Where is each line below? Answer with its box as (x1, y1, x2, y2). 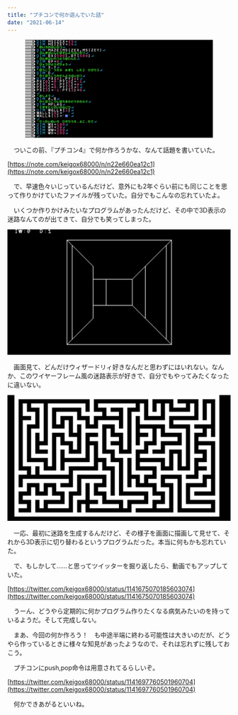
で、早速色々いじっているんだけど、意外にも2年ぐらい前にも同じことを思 (13, 181, 228, 191)
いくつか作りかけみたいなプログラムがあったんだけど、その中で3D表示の (13, 206, 227, 214)
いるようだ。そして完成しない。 (7, 615, 101, 624)
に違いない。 (7, 381, 45, 389)
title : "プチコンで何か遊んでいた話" (7, 11, 105, 18)
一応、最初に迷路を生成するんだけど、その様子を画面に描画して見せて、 (13, 529, 225, 537)
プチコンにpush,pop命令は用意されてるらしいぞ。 (13, 663, 159, 672)
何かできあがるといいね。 (13, 699, 89, 708)
